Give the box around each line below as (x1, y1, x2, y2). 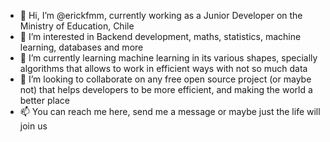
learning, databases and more (19, 41, 144, 53)
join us (19, 120, 48, 132)
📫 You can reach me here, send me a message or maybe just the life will (19, 106, 321, 117)
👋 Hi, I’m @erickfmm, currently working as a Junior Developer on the (19, 10, 303, 21)
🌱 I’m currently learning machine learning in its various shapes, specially (19, 52, 318, 64)
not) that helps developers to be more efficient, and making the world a (19, 84, 313, 95)
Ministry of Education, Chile (19, 20, 135, 32)
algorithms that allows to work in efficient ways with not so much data (19, 63, 308, 74)
